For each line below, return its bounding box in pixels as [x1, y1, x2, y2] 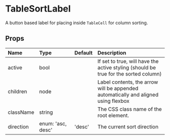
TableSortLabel [5, 3, 71, 15]
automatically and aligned [97, 91, 158, 98]
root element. [97, 112, 129, 119]
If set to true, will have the [97, 57, 159, 64]
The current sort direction [97, 123, 158, 130]
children [8, 88, 27, 95]
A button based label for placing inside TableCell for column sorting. [5, 20, 148, 26]
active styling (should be [97, 64, 156, 71]
